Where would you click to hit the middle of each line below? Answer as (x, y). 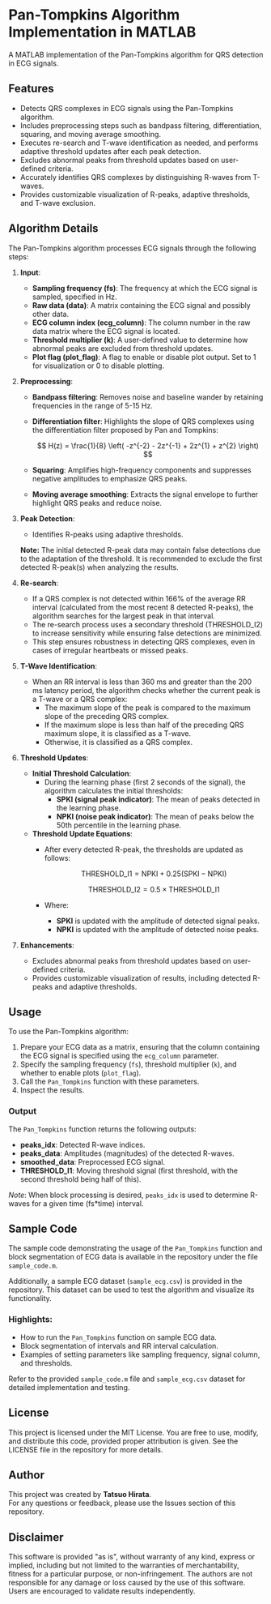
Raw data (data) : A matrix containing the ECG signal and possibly (141, 305)
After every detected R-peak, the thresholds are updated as (144, 849)
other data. (51, 314)
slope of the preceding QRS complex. (107, 716)
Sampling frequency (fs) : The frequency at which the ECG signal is (145, 288)
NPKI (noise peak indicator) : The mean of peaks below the (155, 816)
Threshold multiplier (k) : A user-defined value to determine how (140, 340)
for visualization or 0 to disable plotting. (98, 366)
